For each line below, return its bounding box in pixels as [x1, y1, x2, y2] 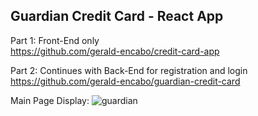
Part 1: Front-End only [10, 34, 100, 46]
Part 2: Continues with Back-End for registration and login [10, 64, 248, 76]
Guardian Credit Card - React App [10, 8, 224, 25]
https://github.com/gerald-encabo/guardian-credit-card [10, 75, 241, 87]
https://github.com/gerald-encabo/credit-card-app [10, 45, 220, 57]
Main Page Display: [10, 94, 90, 106]
